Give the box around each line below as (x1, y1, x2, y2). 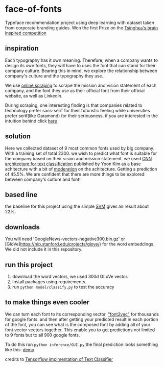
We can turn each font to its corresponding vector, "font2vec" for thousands (5, 311, 159, 317)
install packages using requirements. (12, 279, 87, 285)
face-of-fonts (5, 3, 62, 15)
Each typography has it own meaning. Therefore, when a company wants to (5, 57, 158, 63)
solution (5, 132, 31, 141)
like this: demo (5, 346, 35, 352)
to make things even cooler (5, 298, 90, 307)
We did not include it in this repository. (5, 246, 83, 252)
